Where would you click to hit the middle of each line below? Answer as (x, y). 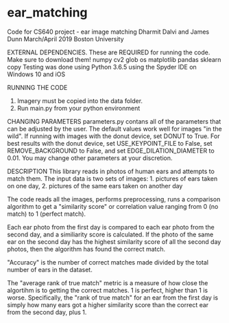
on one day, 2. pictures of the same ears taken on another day (95, 186)
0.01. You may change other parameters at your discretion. (90, 158)
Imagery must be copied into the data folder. (80, 100)
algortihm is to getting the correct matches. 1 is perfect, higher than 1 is (107, 290)
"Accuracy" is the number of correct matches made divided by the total (108, 262)
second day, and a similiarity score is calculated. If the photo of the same (110, 234)
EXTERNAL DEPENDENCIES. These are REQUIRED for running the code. (109, 52)
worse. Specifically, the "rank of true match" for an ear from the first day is (112, 298)
